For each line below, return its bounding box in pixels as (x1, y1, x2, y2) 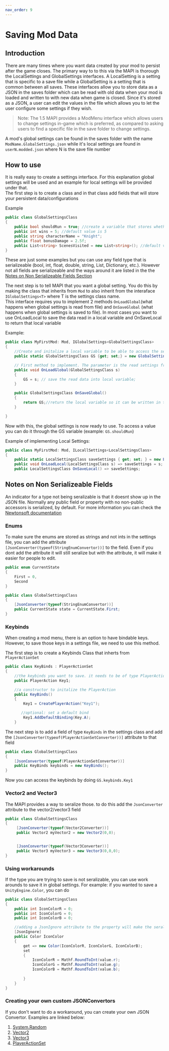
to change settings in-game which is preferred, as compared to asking (17, 120, 163, 126)
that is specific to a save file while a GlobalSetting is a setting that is (5, 79, 146, 85)
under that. (5, 185, 28, 191)
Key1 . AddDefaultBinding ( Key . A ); (23, 715, 92, 720)
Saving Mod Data (5, 29, 78, 40)
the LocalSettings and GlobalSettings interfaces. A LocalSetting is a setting (5, 73, 160, 79)
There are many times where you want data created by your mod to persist (5, 62, 160, 68)
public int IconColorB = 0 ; (14, 916, 73, 921)
